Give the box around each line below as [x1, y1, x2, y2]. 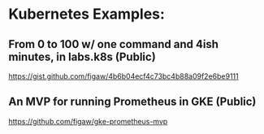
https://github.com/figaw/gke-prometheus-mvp [8, 116, 168, 126]
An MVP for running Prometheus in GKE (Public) [8, 95, 257, 109]
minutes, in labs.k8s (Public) [8, 50, 156, 63]
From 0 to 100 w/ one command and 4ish [8, 37, 219, 51]
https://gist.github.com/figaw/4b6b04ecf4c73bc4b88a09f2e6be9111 [8, 71, 239, 81]
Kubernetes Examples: [8, 5, 165, 24]
